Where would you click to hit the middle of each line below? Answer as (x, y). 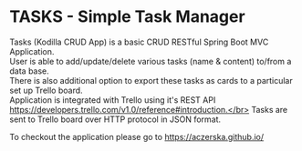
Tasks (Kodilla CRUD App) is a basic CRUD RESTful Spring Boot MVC (139, 42)
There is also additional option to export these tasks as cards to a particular (151, 80)
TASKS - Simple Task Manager (127, 17)
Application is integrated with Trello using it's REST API (113, 100)
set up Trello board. (47, 90)
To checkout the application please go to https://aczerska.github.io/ (137, 136)
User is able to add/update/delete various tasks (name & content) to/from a (151, 61)
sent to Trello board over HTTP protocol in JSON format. (115, 119)
